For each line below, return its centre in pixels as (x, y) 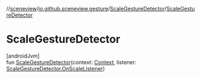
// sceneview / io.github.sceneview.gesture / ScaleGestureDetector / (86, 9)
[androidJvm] (23, 56)
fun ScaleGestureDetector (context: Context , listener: (71, 62)
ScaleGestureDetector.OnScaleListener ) (56, 68)
